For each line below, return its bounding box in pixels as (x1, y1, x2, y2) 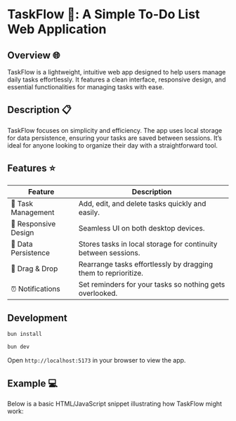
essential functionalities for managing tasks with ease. (7, 83, 164, 91)
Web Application (7, 21, 107, 37)
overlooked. (78, 288, 118, 298)
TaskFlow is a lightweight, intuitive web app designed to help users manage (7, 68, 226, 76)
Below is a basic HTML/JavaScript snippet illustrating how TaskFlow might (7, 400, 223, 408)
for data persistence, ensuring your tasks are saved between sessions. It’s (7, 134, 223, 142)
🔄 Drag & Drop (11, 264, 58, 273)
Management (11, 207, 55, 217)
